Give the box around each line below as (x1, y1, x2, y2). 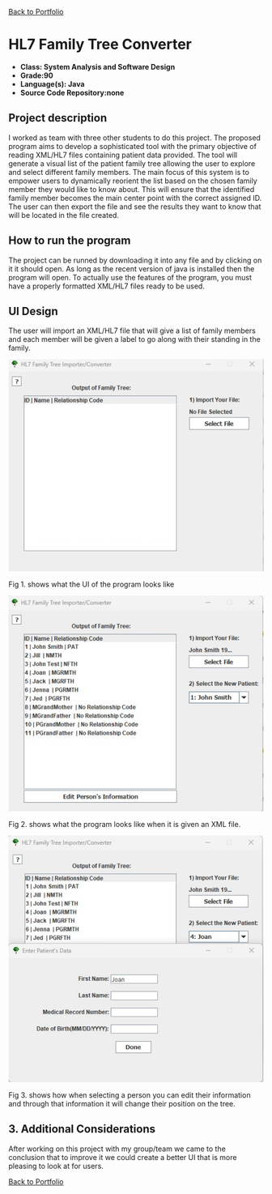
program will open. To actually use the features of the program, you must (8, 272, 253, 282)
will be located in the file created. (8, 210, 120, 220)
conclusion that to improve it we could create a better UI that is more (8, 1152, 237, 1162)
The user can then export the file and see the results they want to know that (8, 202, 261, 211)
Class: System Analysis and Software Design (19, 62, 176, 71)
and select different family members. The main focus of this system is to (8, 167, 249, 177)
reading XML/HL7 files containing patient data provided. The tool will (8, 150, 238, 160)
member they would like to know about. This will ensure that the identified (8, 184, 255, 194)
